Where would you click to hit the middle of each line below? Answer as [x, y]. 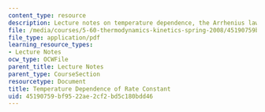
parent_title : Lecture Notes [56, 67]
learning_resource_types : [50, 45]
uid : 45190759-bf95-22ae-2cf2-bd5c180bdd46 [81, 96]
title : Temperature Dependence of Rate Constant [90, 89]
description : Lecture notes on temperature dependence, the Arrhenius [127, 23]
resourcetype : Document [47, 81]
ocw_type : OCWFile [38, 60]
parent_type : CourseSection [54, 74]
